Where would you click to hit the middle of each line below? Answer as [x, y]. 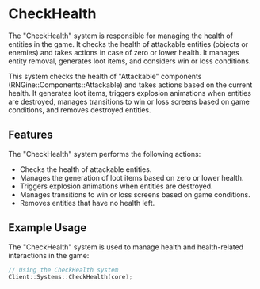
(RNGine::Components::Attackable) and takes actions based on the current [130, 85]
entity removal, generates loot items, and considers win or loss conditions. [130, 61]
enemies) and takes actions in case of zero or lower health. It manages [124, 52]
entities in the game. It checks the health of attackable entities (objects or [128, 44]
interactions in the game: [49, 255]
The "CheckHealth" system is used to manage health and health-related [126, 247]
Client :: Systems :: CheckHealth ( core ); [71, 277]
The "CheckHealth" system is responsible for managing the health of [121, 36]
